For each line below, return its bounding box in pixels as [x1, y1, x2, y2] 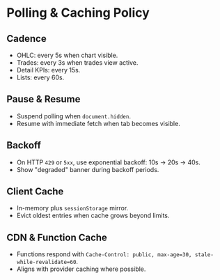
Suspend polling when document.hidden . [16, 111, 132, 120]
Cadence [6, 33, 47, 45]
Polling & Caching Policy [6, 5, 150, 21]
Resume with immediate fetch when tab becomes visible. [16, 119, 180, 127]
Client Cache [6, 186, 64, 198]
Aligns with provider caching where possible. [16, 265, 146, 273]
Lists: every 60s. [16, 73, 65, 81]
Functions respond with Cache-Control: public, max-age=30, [16, 250, 192, 258]
